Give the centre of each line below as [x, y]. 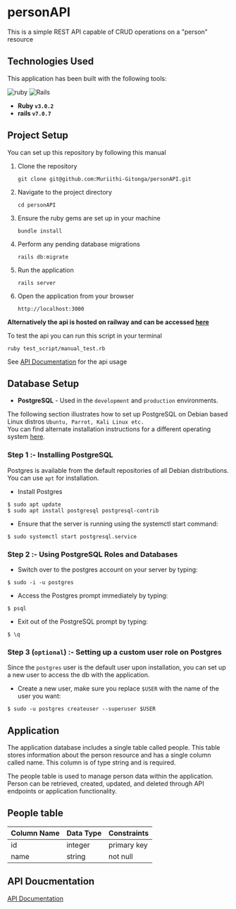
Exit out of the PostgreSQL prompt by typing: [82, 622]
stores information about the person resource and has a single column [109, 755]
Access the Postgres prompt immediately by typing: [93, 595]
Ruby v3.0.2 [36, 106]
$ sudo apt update [34, 505]
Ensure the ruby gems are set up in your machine [89, 218]
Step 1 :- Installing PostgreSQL [61, 455]
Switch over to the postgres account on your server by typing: [108, 569]
